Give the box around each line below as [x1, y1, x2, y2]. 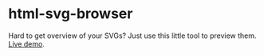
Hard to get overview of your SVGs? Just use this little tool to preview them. [8, 31, 257, 40]
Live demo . [8, 39, 45, 48]
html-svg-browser [8, 5, 133, 23]
